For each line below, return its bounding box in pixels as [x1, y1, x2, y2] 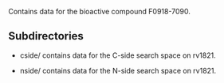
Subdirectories [8, 29, 84, 43]
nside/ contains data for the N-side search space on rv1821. [19, 66, 217, 75]
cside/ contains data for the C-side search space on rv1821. [19, 51, 217, 60]
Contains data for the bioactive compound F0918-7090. [8, 7, 191, 16]
